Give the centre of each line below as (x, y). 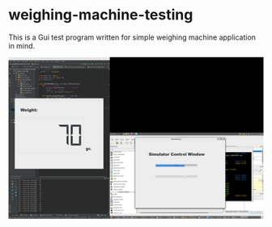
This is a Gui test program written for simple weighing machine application (132, 37)
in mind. (22, 45)
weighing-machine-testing (101, 15)
